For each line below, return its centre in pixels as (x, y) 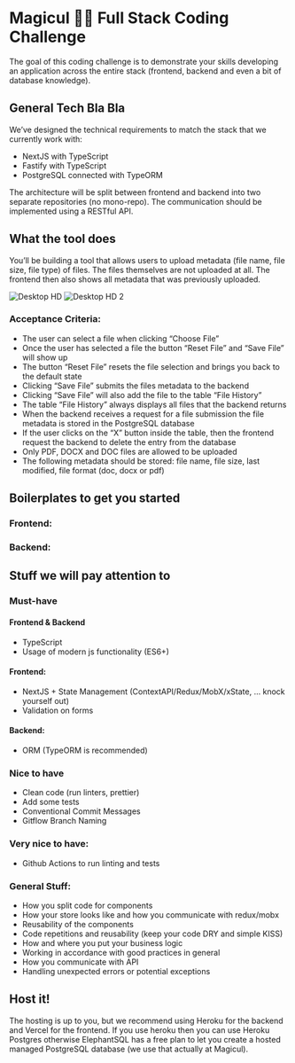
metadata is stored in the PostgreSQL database (108, 423)
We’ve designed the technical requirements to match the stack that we (138, 129)
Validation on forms (58, 710)
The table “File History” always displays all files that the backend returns (154, 404)
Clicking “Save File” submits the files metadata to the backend (136, 386)
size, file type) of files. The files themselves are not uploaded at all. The (140, 270)
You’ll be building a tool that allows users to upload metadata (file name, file (147, 260)
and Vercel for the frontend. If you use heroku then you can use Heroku (140, 1030)
